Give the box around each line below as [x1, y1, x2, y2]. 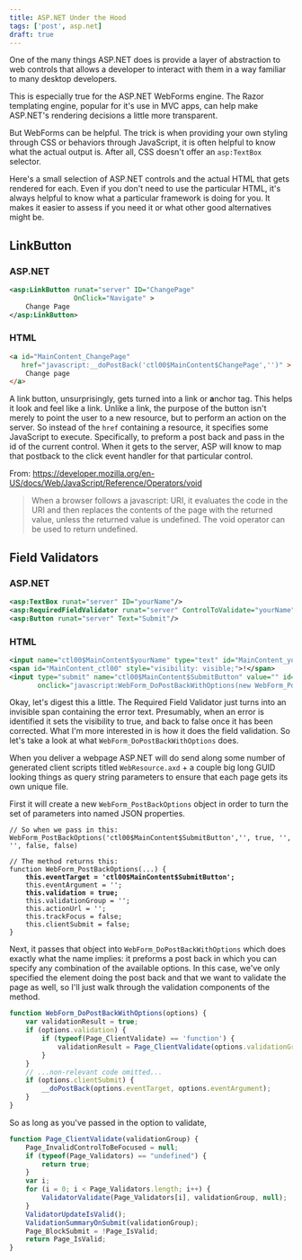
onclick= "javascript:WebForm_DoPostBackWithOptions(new [37, 681, 252, 690]
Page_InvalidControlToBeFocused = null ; [25, 1143, 179, 1152]
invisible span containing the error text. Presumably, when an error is [9, 707, 265, 718]
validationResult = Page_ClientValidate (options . [57, 1042, 247, 1051]
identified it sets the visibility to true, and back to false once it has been [9, 716, 273, 727]
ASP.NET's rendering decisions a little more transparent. [9, 110, 218, 121]
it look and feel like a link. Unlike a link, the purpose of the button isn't [9, 403, 267, 414]
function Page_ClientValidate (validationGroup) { [9, 1134, 200, 1143]
